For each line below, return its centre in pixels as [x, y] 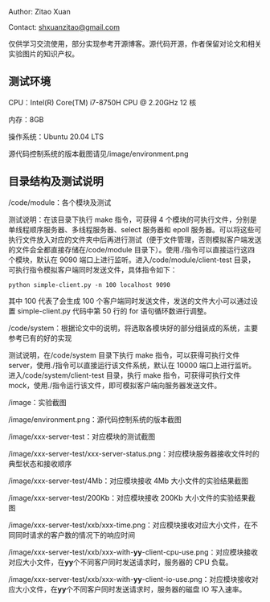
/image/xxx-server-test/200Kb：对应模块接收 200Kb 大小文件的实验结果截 [132, 498]
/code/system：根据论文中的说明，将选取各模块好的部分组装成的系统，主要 [133, 328]
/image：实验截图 [37, 402]
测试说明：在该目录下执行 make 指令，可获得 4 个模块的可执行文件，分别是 [133, 219]
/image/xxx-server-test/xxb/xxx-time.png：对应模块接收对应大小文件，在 [130, 525]
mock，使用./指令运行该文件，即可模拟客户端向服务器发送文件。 [115, 385]
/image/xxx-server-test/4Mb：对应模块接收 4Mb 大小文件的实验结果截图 [129, 481]
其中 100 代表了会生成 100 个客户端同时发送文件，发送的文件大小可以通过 [130, 301]
